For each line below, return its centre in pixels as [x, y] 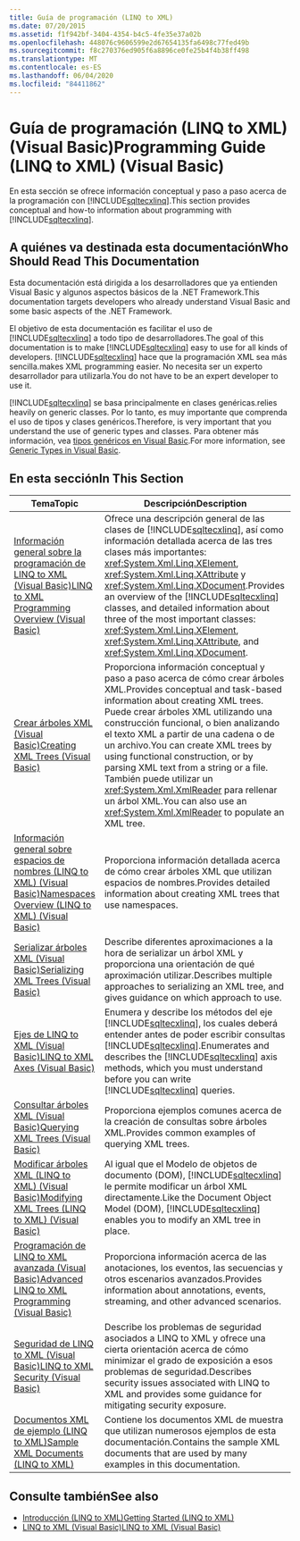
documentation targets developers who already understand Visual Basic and [150, 302]
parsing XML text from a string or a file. [186, 767]
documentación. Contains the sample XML [192, 1442]
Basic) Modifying [48, 1198]
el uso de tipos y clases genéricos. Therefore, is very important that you [141, 422]
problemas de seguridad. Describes [178, 1372]
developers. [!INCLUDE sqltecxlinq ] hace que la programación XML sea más [148, 357]
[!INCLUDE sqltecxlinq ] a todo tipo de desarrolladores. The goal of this [137, 338]
